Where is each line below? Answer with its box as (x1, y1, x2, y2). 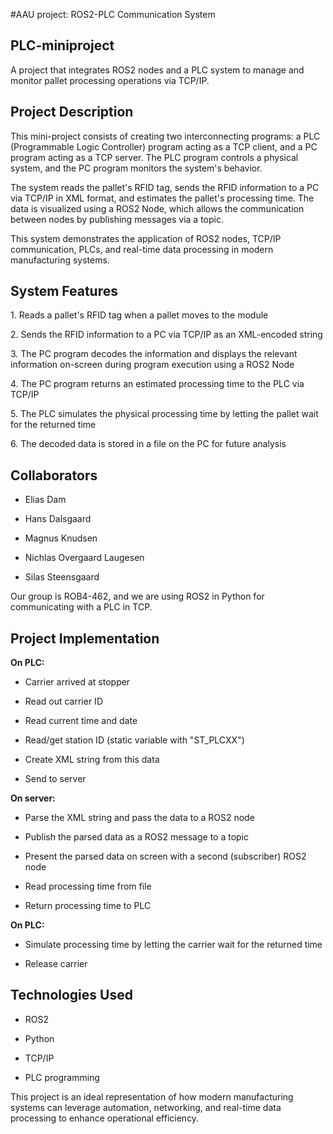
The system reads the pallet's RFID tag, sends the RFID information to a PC (10, 181, 320, 193)
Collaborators (10, 467, 98, 484)
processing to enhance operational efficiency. (10, 1112, 200, 1124)
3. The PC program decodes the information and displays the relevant (10, 348, 298, 360)
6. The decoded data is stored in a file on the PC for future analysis (10, 438, 287, 450)
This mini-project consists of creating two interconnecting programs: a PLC (10, 130, 321, 142)
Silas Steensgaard (24, 571, 100, 583)
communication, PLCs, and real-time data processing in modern (10, 243, 274, 255)
